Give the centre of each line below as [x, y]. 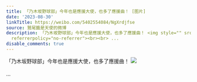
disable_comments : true [35, 44]
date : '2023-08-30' [30, 17]
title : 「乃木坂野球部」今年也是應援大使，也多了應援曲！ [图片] [76, 11]
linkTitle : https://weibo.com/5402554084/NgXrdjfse [70, 22]
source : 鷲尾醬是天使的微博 [36, 28]
